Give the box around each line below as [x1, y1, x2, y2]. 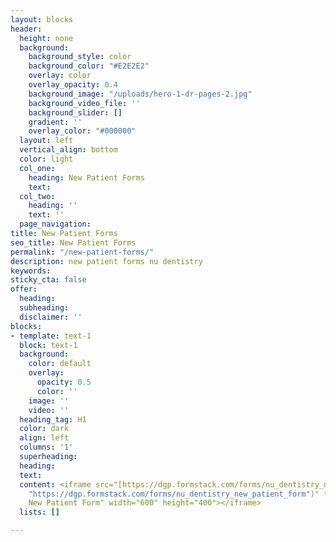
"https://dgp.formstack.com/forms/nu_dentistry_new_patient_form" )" [28, 489, 320, 499]
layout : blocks [10, 14, 74, 25]
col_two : [19, 191, 56, 201]
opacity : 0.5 [36, 377, 92, 387]
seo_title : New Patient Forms [10, 237, 137, 248]
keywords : [10, 266, 52, 276]
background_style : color [28, 52, 132, 62]
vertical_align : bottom [19, 145, 118, 155]
